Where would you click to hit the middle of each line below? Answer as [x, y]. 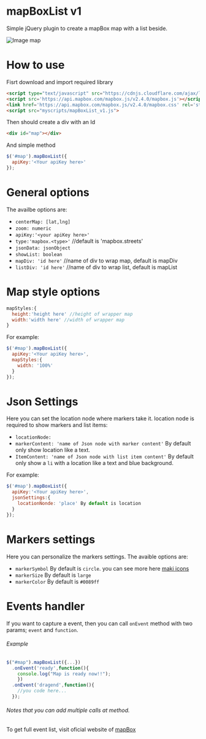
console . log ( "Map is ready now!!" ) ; [64, 674]
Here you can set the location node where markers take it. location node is [101, 418]
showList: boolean [39, 254]
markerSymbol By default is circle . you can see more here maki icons [102, 568]
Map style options [53, 292]
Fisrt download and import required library [60, 82]
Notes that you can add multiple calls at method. [68, 710]
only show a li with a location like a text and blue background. [94, 463]
